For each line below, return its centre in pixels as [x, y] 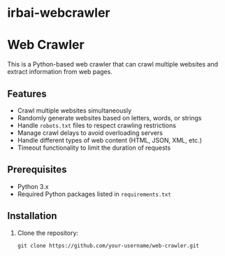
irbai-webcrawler [59, 13]
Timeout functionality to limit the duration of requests [94, 148]
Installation [32, 216]
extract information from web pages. [60, 72]
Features [27, 93]
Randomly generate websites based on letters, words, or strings [109, 118]
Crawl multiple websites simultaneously [74, 111]
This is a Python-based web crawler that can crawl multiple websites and [113, 64]
